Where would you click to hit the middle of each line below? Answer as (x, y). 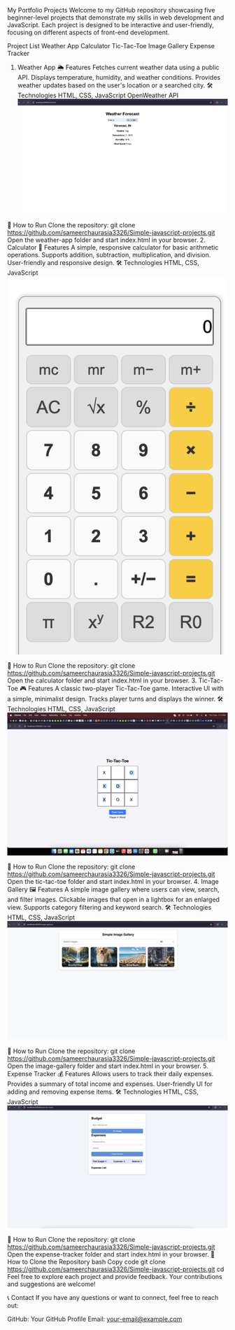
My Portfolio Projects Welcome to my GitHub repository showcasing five (111, 10)
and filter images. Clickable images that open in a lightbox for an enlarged (114, 900)
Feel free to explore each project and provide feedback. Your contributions (115, 1277)
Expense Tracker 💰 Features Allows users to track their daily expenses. (111, 1074)
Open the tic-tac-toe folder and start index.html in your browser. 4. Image (113, 882)
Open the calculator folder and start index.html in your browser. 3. (102, 680)
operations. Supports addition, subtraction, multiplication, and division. (109, 255)
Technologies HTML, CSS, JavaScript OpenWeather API (98, 95)
